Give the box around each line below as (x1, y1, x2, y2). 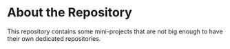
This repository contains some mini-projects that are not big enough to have (7, 27, 223, 35)
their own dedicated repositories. (7, 34, 101, 42)
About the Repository (7, 5, 132, 20)
